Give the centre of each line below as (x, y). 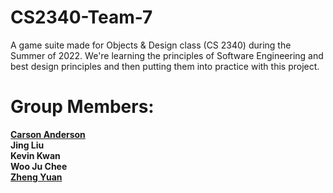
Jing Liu (27, 145)
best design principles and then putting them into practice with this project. (165, 66)
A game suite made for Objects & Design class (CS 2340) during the (151, 45)
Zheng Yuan (36, 177)
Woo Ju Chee (39, 166)
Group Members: (82, 107)
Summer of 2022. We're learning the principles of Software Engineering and (167, 55)
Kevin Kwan (35, 155)
